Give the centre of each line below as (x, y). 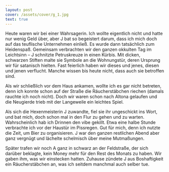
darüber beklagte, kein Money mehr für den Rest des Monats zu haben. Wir (83, 153)
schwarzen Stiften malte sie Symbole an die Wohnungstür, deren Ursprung (83, 60)
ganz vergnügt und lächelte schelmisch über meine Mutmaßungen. (75, 138)
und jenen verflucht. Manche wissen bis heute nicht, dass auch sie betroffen (85, 71)
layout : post (19, 10)
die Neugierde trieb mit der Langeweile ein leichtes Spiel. (65, 102)
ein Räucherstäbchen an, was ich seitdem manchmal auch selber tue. (77, 164)
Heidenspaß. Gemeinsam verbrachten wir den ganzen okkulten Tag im (78, 50)
